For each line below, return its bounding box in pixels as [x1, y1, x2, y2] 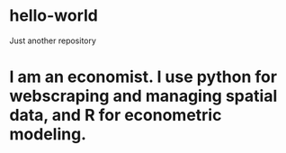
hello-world [9, 5, 99, 26]
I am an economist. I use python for [9, 67, 277, 87]
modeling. [9, 124, 87, 145]
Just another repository [9, 35, 97, 46]
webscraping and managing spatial [9, 86, 278, 106]
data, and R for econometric [9, 105, 222, 126]
